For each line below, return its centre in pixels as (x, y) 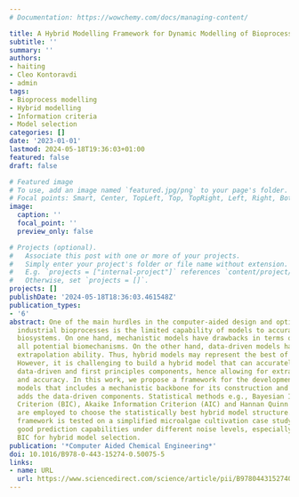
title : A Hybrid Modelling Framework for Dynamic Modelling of (129, 33)
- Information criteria (53, 116)
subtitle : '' (33, 42)
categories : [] (37, 133)
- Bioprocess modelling (53, 100)
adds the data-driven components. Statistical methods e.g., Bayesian (151, 397)
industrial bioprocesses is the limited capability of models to (141, 330)
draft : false (33, 165)
